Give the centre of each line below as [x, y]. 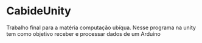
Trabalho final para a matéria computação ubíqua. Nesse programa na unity [101, 27]
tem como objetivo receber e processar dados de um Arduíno [84, 33]
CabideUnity [39, 11]
